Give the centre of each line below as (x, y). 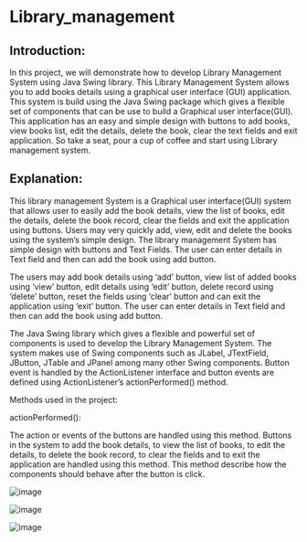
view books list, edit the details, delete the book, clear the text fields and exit (154, 131)
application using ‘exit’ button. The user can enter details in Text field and (148, 306)
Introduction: (48, 51)
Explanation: (46, 179)
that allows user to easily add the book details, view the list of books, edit (147, 210)
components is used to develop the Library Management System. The (141, 343)
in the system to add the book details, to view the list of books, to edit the (148, 444)
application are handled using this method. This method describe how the (148, 464)
